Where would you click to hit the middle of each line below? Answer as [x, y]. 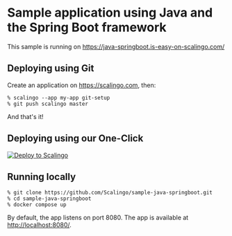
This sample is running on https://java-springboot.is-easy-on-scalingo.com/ [116, 46]
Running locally [42, 177]
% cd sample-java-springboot [49, 199]
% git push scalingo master [48, 104]
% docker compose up [37, 205]
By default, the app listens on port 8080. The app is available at [98, 218]
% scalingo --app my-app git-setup [59, 98]
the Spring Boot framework [87, 27]
